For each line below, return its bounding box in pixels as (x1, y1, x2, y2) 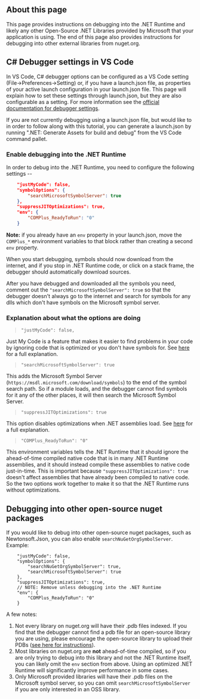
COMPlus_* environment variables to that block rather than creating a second (6, 237, 193, 244)
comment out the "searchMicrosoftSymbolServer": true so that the (6, 286, 171, 293)
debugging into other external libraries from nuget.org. (6, 39, 140, 47)
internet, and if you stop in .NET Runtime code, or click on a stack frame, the (6, 262, 195, 269)
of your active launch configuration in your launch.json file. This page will (6, 85, 186, 93)
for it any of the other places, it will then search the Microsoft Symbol (6, 391, 176, 399)
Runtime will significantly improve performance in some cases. (14, 667, 170, 674)
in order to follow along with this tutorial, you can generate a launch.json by (6, 122, 192, 130)
